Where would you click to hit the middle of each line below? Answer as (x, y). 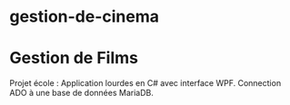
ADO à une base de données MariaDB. (82, 93)
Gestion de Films (74, 58)
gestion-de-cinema (85, 17)
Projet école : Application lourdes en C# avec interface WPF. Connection (145, 83)
